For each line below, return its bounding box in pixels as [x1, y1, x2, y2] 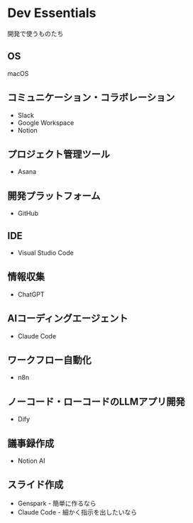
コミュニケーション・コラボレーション [7, 92, 175, 104]
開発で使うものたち [7, 29, 64, 38]
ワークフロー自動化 [7, 354, 92, 366]
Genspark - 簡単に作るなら [17, 499, 97, 507]
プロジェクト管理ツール [7, 148, 110, 160]
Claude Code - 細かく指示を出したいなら [17, 507, 137, 516]
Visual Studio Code [17, 248, 75, 257]
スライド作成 [7, 479, 64, 491]
